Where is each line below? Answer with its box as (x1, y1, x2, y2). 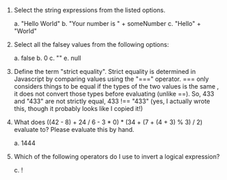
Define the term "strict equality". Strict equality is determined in (13, 68, 196, 75)
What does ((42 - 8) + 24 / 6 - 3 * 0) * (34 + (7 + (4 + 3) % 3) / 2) (13, 118, 203, 126)
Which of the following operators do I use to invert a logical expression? (13, 153, 220, 160)
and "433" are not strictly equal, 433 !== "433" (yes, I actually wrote (13, 97, 210, 105)
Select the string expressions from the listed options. (13, 6, 166, 14)
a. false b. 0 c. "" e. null (13, 54, 81, 62)
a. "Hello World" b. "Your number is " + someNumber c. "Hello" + (13, 20, 201, 27)
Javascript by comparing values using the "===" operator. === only (13, 75, 209, 83)
